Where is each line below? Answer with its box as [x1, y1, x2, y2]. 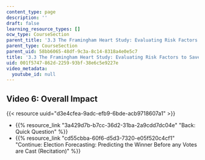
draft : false [6, 20, 40, 26]
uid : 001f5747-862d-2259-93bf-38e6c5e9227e [6, 60, 119, 66]
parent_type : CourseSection [6, 43, 78, 49]
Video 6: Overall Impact [6, 94, 98, 104]
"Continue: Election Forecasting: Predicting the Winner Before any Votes [15, 141, 197, 148]
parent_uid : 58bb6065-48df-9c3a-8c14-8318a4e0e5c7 [6, 49, 138, 55]
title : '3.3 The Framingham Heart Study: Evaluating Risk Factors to [6, 54, 187, 60]
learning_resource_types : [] [6, 26, 81, 32]
